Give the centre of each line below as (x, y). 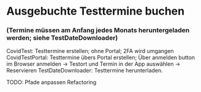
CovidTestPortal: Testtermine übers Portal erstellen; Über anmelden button (100, 58)
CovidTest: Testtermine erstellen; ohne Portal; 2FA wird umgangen (90, 51)
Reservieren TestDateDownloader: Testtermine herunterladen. (85, 71)
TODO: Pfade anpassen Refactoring (51, 82)
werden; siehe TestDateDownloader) (62, 38)
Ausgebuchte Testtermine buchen (96, 11)
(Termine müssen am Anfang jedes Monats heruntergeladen (98, 30)
